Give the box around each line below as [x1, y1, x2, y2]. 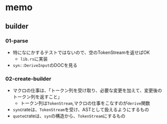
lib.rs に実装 [20, 56, 48, 62]
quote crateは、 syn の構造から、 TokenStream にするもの [12, 113, 126, 119]
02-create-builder [5, 75, 52, 82]
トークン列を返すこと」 [12, 94, 62, 100]
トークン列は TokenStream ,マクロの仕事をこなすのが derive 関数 [20, 100, 151, 106]
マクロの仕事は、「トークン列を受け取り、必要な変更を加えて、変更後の [12, 87, 162, 93]
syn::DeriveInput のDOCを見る [12, 62, 78, 68]
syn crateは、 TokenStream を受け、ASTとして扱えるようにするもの [12, 107, 149, 113]
